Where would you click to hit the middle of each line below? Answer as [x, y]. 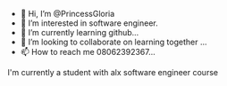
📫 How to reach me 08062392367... [88, 52]
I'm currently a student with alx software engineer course [113, 72]
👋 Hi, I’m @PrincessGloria [67, 14]
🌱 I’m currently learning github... [80, 32]
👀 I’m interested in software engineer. [89, 23]
